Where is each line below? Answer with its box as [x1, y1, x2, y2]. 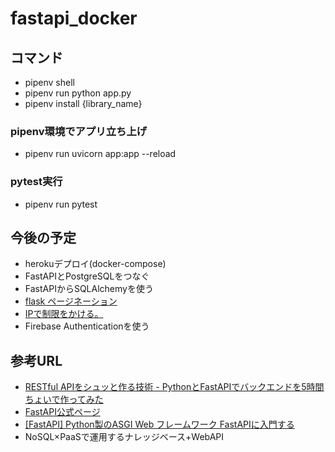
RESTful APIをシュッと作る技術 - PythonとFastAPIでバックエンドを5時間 [24, 381, 325, 393]
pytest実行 [10, 175, 63, 189]
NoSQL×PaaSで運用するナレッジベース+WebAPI [24, 431, 225, 443]
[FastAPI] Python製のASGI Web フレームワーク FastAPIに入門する [24, 418, 295, 431]
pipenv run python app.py [24, 87, 132, 99]
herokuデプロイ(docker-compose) [24, 258, 167, 270]
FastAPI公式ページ [24, 406, 101, 418]
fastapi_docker [10, 7, 138, 30]
